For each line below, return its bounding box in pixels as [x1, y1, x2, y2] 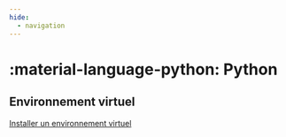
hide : [9, 12, 29, 22]
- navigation [17, 21, 66, 30]
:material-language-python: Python [9, 59, 278, 80]
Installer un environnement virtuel [9, 118, 132, 128]
